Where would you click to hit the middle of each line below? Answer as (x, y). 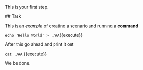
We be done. (18, 63)
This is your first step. (27, 7)
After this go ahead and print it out (39, 44)
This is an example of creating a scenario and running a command (72, 26)
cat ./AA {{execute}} (26, 54)
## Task (13, 16)
